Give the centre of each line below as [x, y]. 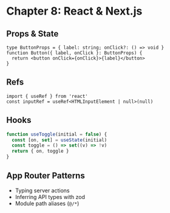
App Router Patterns [46, 176]
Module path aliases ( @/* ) [47, 203]
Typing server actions [42, 190]
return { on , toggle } [40, 151]
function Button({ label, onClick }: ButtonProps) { [74, 53]
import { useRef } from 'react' [47, 96]
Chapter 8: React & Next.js [74, 11]
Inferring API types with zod [50, 197]
